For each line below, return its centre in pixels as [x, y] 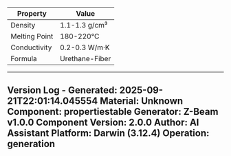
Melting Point [32, 36]
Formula [24, 59]
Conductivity [31, 47]
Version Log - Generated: [63, 90]
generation [31, 144]
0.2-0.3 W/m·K [85, 47]
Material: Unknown [141, 101]
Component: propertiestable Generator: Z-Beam [113, 112]
